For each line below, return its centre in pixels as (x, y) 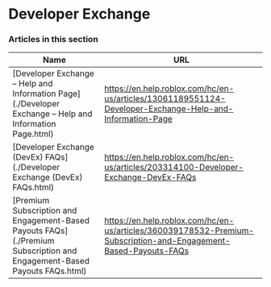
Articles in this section (53, 40)
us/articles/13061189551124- (165, 99)
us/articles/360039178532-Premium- (179, 231)
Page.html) (33, 134)
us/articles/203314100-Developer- (174, 168)
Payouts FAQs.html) (50, 271)
